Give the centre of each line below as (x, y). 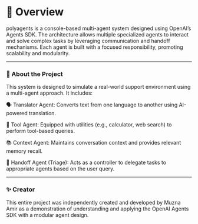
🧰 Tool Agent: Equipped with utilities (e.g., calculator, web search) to (89, 125)
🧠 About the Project (34, 74)
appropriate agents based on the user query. (60, 169)
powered (17, 113)
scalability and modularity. (38, 53)
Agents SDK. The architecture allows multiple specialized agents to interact (97, 34)
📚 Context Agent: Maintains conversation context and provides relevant (94, 143)
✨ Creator (21, 189)
